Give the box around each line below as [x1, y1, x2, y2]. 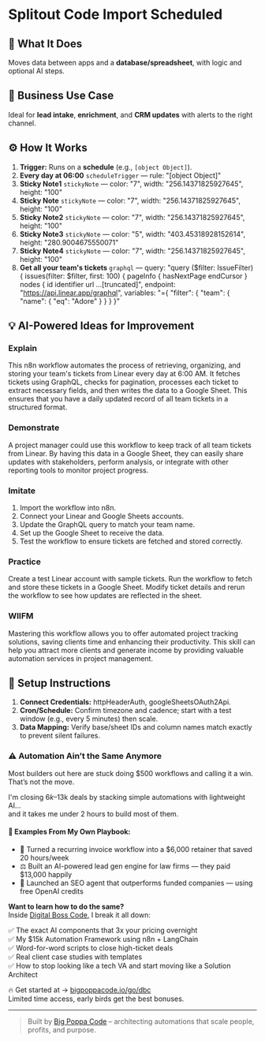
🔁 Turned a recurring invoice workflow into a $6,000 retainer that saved [19, 844, 252, 853]
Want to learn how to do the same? [8, 902, 125, 911]
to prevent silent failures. [19, 731, 101, 741]
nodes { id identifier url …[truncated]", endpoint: [19, 279, 176, 289]
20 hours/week [19, 853, 69, 862]
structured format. [8, 402, 68, 412]
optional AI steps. [8, 66, 65, 76]
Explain [8, 342, 38, 353]
